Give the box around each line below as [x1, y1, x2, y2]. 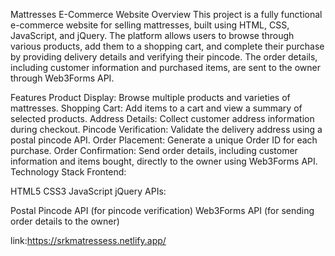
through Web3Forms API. [10, 72, 115, 84]
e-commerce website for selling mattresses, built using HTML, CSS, [10, 19, 290, 31]
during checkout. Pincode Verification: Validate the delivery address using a [10, 124, 323, 135]
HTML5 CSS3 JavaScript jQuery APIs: [10, 185, 167, 197]
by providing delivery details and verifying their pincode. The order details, [10, 51, 318, 63]
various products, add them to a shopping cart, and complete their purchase [10, 40, 325, 52]
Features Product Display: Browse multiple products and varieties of [10, 92, 291, 103]
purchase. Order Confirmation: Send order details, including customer [10, 145, 298, 156]
